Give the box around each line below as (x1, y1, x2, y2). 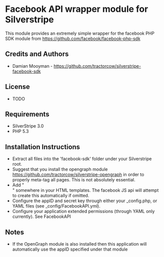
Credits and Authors (5, 50, 69, 58)
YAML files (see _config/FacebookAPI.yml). (12, 203, 100, 209)
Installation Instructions (5, 142, 81, 151)
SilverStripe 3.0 (12, 123, 44, 129)
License (5, 83, 30, 91)
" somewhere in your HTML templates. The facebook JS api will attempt (12, 187, 159, 193)
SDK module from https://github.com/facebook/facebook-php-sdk (5, 36, 141, 42)
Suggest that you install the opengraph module (12, 167, 108, 172)
